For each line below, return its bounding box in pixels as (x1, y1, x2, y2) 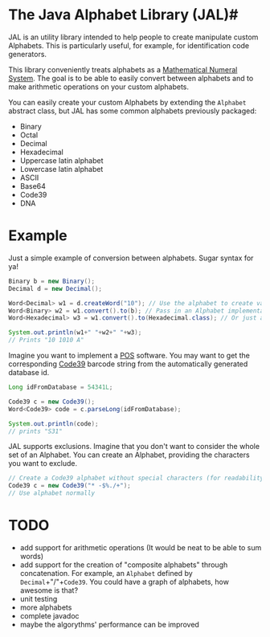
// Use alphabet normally (8, 489, 95, 497)
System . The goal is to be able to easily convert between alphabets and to (8, 73, 254, 83)
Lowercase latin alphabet (19, 164, 104, 174)
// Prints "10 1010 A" (8, 336, 84, 345)
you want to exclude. (8, 459, 78, 468)
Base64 (19, 181, 47, 190)
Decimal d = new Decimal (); (8, 284, 103, 292)
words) (19, 551, 44, 561)
